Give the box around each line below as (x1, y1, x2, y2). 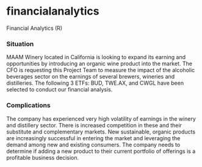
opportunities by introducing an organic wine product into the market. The (6, 60, 192, 68)
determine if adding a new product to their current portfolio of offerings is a (6, 147, 196, 155)
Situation (6, 40, 34, 48)
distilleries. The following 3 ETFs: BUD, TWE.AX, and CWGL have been (6, 79, 184, 87)
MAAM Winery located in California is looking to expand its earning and (6, 54, 186, 61)
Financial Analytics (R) (6, 24, 63, 32)
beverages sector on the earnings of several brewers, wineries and (6, 73, 175, 80)
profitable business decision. (6, 154, 79, 161)
